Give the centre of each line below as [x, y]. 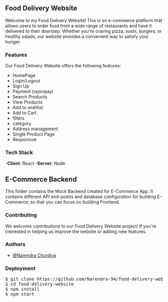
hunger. [13, 42]
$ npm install [22, 289]
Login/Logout [26, 81]
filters [18, 118]
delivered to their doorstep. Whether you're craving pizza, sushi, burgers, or [83, 31]
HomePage [24, 75]
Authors [15, 244]
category [22, 124]
